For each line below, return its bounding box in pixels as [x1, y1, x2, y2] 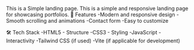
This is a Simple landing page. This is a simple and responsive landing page [6, 5, 189, 12]
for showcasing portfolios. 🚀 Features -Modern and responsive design [6, 11, 175, 18]
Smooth [6, 17, 25, 24]
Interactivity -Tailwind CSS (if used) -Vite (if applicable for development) [6, 37, 181, 44]
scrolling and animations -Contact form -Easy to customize [26, 17, 169, 24]
